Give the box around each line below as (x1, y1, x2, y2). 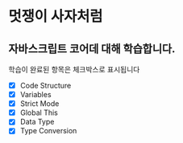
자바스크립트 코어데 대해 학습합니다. (8, 42, 176, 55)
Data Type (19, 117, 55, 127)
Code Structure (19, 81, 72, 90)
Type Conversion (19, 126, 77, 136)
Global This (19, 108, 59, 117)
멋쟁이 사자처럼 (8, 7, 103, 26)
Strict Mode (19, 99, 60, 108)
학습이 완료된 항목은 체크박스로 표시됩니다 (8, 65, 140, 74)
